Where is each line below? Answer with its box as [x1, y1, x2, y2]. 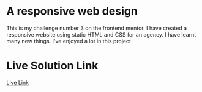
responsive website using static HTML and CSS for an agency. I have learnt [6, 30, 196, 38]
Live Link [6, 79, 29, 86]
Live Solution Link [6, 59, 99, 73]
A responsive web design [6, 4, 138, 18]
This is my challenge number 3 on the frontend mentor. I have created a [6, 24, 187, 32]
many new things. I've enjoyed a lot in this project [6, 37, 132, 44]
